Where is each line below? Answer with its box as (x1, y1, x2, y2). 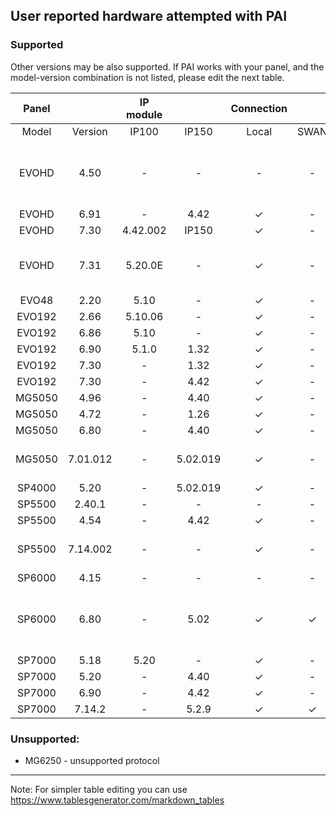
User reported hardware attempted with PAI (10, 8, 288, 25)
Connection (230, 101, 288, 115)
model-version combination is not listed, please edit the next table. (10, 71, 285, 83)
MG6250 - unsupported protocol (24, 754, 160, 766)
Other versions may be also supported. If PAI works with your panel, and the (10, 60, 325, 73)
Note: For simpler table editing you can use (10, 783, 188, 795)
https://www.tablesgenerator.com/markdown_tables (10, 794, 225, 806)
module (125, 107, 163, 121)
